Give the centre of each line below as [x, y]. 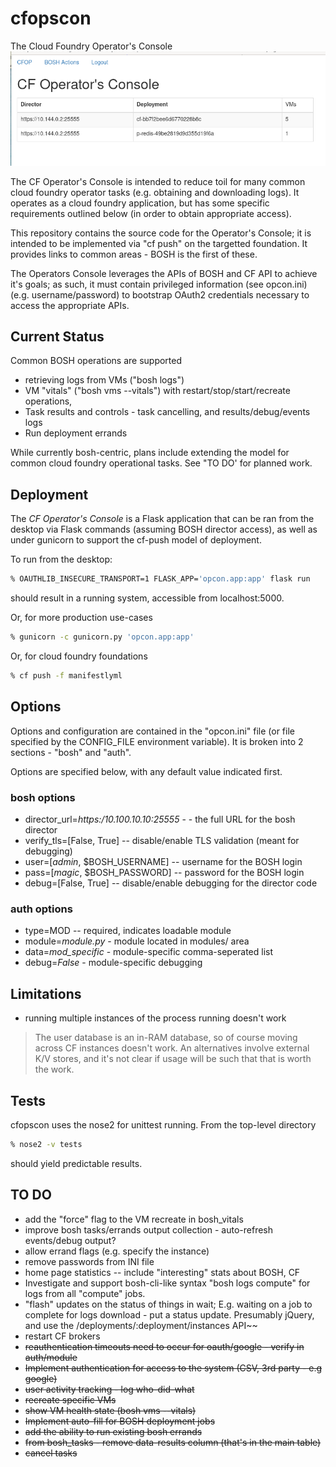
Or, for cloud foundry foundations [79, 656]
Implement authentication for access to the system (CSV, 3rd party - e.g [173, 1368]
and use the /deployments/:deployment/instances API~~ [141, 1325]
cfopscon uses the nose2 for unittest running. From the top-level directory [163, 1124]
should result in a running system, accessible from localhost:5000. [147, 598]
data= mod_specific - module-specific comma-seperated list [149, 952]
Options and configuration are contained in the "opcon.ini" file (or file [152, 731]
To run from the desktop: [61, 559]
